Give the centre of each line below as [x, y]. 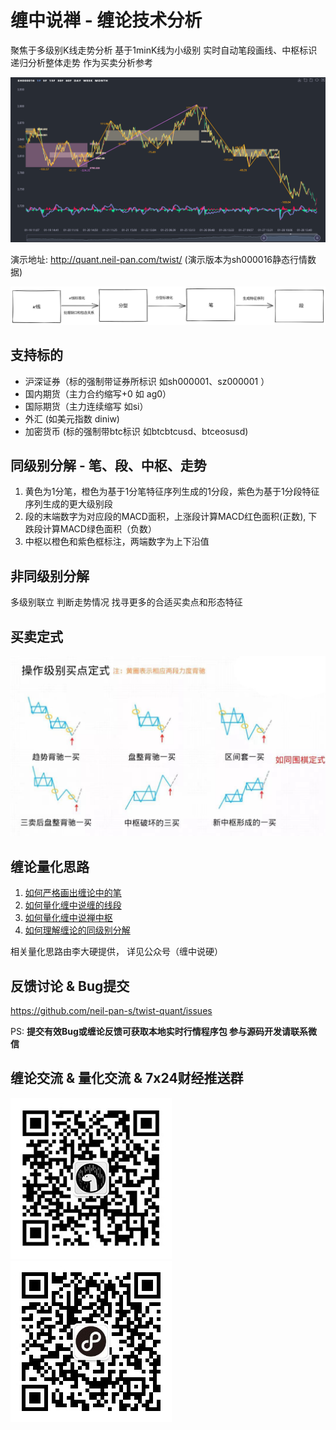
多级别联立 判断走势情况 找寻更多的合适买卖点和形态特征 [126, 602]
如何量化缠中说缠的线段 [73, 905]
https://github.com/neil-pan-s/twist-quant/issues [111, 1011]
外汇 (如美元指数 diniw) [72, 418]
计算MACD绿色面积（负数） [99, 529]
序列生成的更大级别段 [68, 504]
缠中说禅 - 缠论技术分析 [106, 20]
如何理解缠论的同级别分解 [77, 930]
